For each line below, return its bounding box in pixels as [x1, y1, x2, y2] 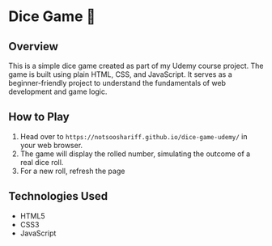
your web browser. [19, 140, 83, 150]
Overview [8, 40, 59, 53]
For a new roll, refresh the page [19, 166, 125, 176]
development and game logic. [8, 87, 108, 96]
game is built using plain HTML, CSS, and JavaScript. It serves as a [8, 70, 232, 79]
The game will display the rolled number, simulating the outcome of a [19, 149, 251, 159]
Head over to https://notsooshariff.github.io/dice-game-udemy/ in [19, 131, 248, 141]
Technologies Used [8, 189, 108, 203]
